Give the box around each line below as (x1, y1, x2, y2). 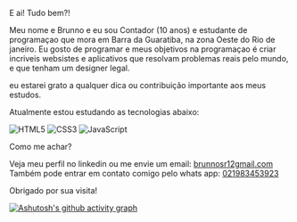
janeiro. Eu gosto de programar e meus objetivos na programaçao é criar (9, 44, 276, 54)
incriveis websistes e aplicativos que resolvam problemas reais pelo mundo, (9, 53, 289, 63)
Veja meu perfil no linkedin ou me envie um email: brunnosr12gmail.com (9, 159, 274, 169)
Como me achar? (9, 142, 73, 152)
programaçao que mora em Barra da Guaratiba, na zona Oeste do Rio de (9, 35, 276, 45)
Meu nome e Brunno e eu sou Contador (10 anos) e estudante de (9, 25, 248, 35)
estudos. (9, 89, 42, 100)
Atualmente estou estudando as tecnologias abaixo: (9, 107, 200, 117)
